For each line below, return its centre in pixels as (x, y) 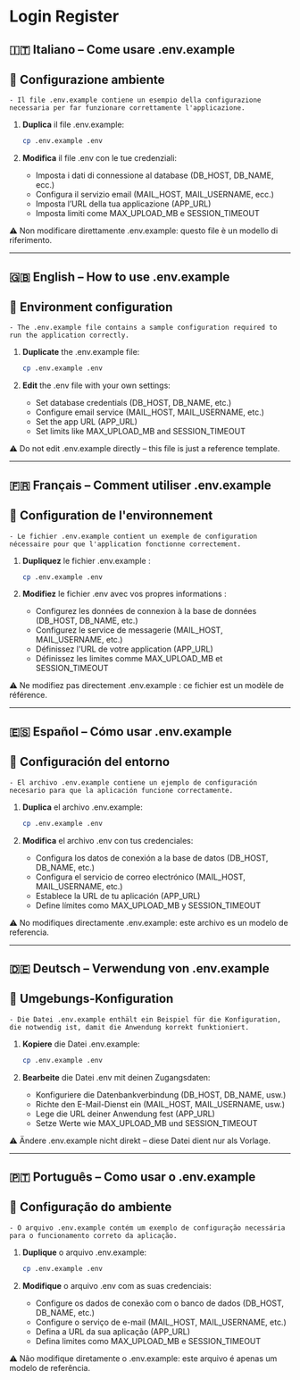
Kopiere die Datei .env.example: (81, 1044)
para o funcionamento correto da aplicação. (93, 1235)
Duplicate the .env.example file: (81, 352)
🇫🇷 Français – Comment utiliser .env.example (140, 485)
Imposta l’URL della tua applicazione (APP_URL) (123, 204)
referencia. (29, 932)
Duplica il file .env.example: (73, 125)
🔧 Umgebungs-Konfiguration (92, 999)
